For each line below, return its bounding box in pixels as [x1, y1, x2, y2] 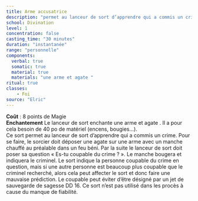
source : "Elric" [6, 96, 46, 102]
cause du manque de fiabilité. [6, 188, 78, 195]
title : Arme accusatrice [6, 8, 67, 15]
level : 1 [6, 25, 28, 31]
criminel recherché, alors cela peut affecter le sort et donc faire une [6, 169, 170, 176]
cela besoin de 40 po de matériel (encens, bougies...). [6, 125, 137, 132]
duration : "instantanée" [6, 42, 67, 48]
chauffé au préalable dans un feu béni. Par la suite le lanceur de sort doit [6, 144, 183, 151]
